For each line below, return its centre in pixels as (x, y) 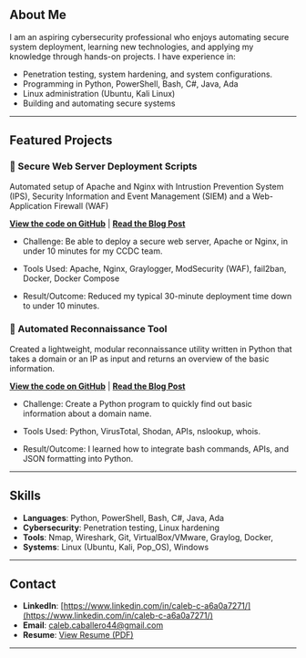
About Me (38, 15)
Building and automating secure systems (99, 103)
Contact (33, 584)
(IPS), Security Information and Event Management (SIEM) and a (130, 196)
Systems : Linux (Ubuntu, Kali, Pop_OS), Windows (116, 547)
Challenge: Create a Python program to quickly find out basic (138, 403)
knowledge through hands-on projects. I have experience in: (123, 56)
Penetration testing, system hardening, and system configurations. (148, 74)
